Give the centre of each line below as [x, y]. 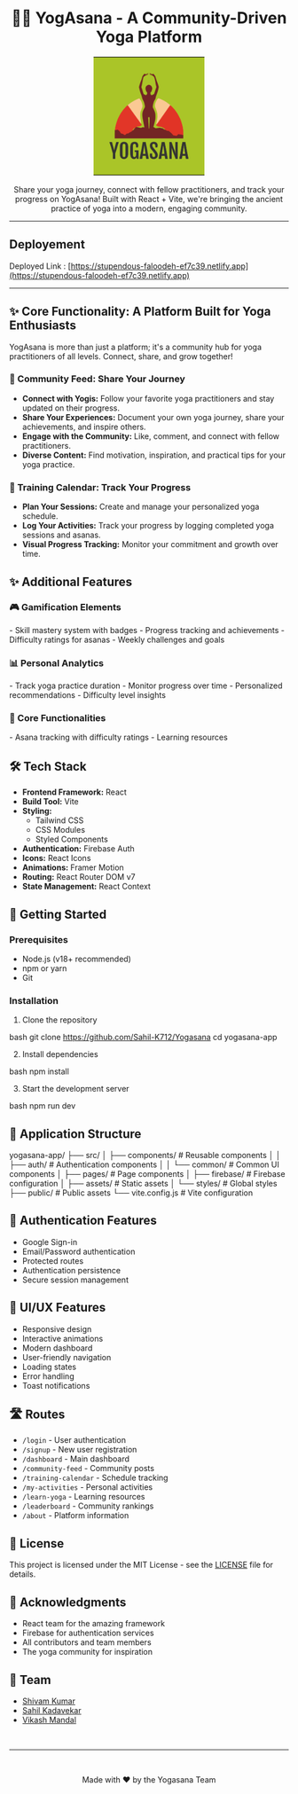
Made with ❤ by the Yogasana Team [149, 1779]
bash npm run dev [43, 1106]
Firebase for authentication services [88, 1633]
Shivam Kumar [48, 1701]
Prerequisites [39, 939]
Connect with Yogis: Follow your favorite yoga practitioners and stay [148, 398]
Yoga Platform [149, 37]
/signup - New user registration [79, 1450]
